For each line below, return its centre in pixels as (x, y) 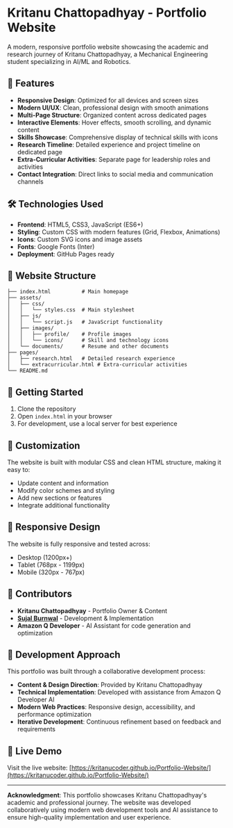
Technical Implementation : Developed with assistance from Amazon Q (119, 692)
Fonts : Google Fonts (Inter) (56, 246)
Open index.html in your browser (65, 416)
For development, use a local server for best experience (97, 424)
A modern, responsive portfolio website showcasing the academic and (108, 47)
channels (30, 181)
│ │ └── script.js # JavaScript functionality (85, 322)
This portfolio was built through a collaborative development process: (106, 672)
